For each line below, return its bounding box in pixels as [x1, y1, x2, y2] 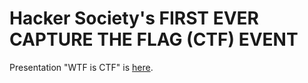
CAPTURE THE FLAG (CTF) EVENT [9, 28, 299, 51]
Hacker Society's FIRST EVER [9, 7, 259, 30]
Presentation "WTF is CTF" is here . [9, 61, 154, 73]
